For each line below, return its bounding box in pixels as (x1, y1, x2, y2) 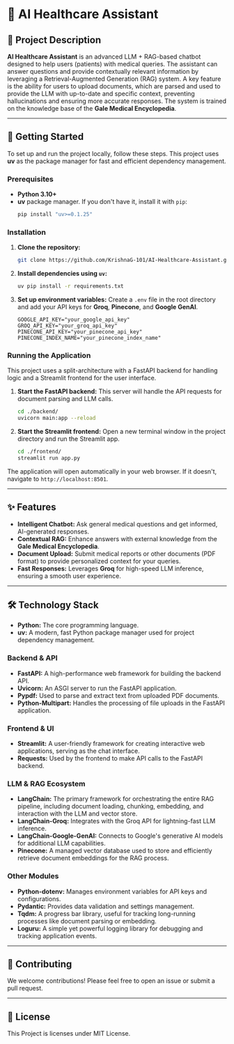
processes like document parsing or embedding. (17, 917, 157, 925)
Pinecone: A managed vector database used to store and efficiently (17, 846, 212, 855)
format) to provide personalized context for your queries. (17, 556, 181, 565)
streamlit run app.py (17, 454, 80, 462)
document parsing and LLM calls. (17, 395, 114, 403)
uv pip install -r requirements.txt (17, 283, 124, 290)
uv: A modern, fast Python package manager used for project (17, 628, 195, 637)
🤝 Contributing (7, 958, 72, 970)
